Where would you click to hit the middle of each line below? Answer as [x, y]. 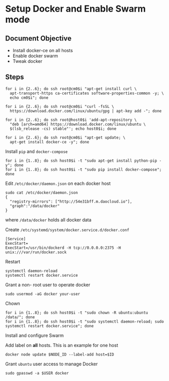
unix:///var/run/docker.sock [36, 252]
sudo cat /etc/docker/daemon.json [42, 193]
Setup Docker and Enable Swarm [75, 9]
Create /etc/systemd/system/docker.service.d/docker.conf [67, 230]
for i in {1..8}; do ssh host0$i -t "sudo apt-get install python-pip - [83, 161]
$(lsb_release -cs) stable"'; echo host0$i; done [63, 129]
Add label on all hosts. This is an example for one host [62, 345]
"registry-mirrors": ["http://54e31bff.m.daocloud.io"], [71, 201]
